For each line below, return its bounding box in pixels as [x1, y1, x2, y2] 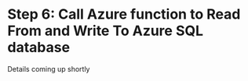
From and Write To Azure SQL [7, 22, 204, 40]
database [7, 39, 71, 56]
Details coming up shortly [7, 64, 90, 73]
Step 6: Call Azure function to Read [7, 5, 241, 23]
